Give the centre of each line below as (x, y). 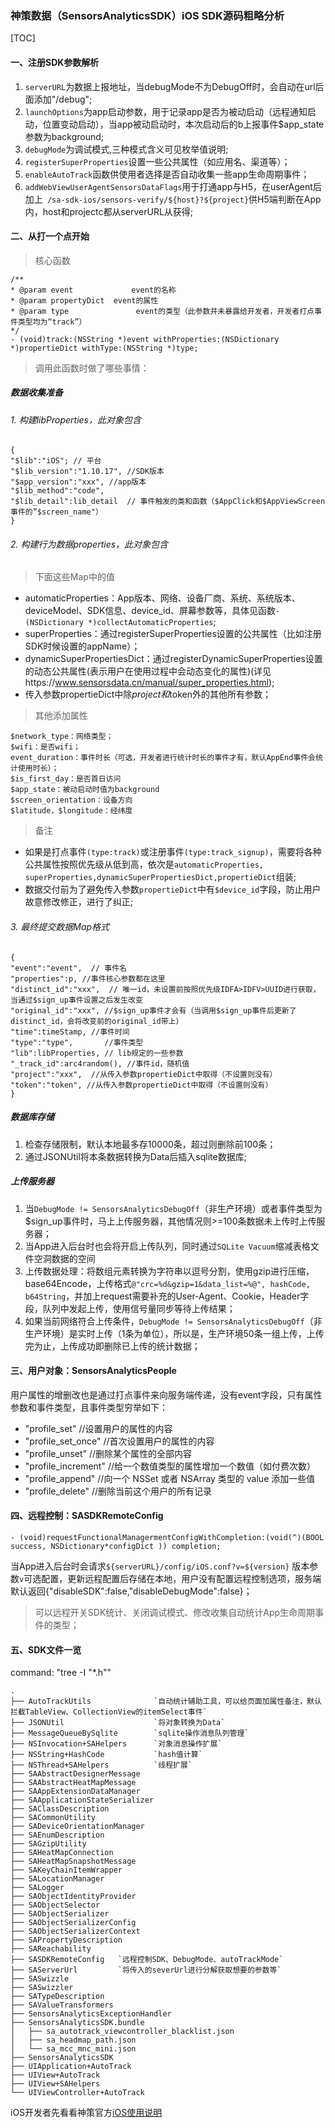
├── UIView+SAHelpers (55, 2084)
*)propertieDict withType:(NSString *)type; (104, 348)
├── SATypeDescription (57, 1997)
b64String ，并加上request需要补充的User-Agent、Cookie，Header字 (167, 1296)
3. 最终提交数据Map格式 (60, 927)
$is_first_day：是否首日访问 (66, 779)
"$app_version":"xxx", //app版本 (78, 482)
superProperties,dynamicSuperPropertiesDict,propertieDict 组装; (160, 877)
